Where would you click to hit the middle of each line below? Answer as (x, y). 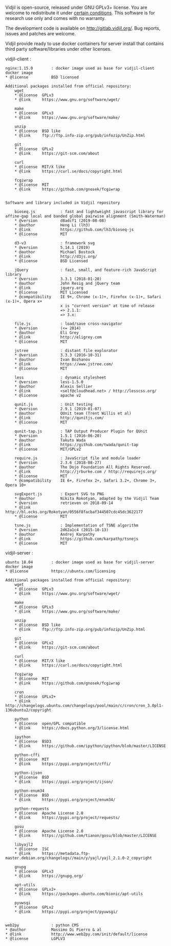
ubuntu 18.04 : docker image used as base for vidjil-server (80, 562)
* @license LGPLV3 (35, 939)
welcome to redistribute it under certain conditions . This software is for (80, 13)
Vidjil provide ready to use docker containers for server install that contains (85, 44)
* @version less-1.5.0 (49, 382)
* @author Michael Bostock (55, 252)
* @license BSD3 (33, 742)
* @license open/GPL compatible (50, 724)
